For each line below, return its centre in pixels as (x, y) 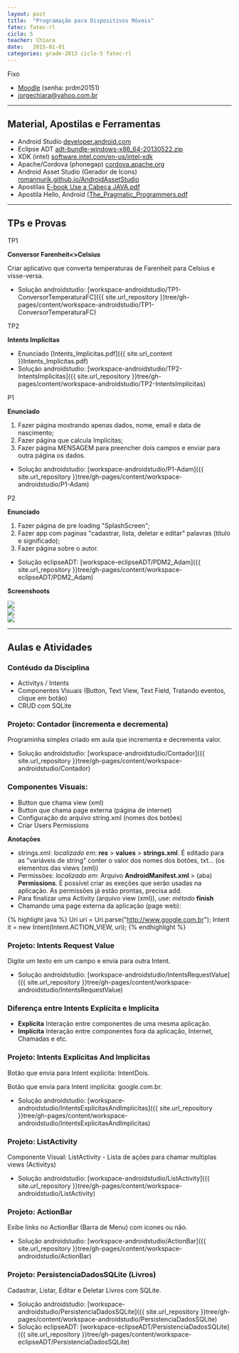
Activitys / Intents (43, 683)
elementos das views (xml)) (58, 868)
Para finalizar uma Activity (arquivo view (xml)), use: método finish (116, 898)
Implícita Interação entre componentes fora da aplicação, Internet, (115, 1031)
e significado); (39, 541)
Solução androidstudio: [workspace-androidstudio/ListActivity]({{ (114, 1178)
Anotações (24, 839)
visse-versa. (26, 275)
